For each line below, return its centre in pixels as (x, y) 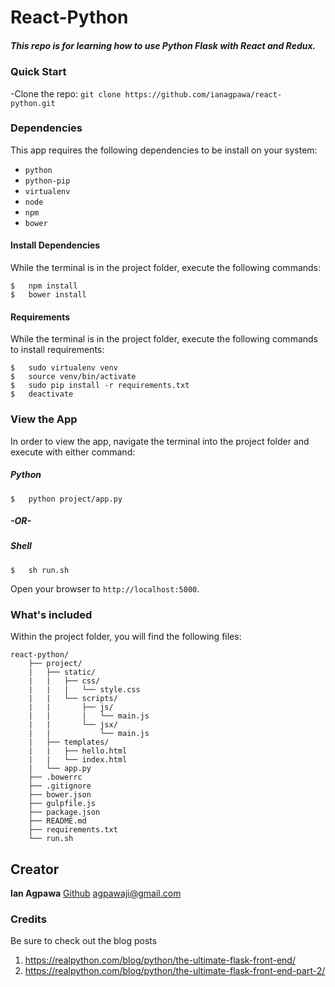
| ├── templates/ (69, 742)
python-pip (47, 181)
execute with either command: (73, 452)
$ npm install (44, 286)
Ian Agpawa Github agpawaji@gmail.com (96, 893)
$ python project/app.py (66, 499)
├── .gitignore (60, 786)
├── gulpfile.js (62, 804)
